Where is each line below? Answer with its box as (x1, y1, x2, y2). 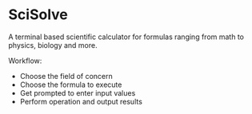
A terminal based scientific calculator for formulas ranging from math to (8, 32, 244, 41)
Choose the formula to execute (19, 80, 122, 89)
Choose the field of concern (19, 71, 114, 81)
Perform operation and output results (19, 96, 142, 106)
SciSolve (8, 6, 68, 24)
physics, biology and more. (8, 40, 98, 49)
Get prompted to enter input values (19, 88, 136, 97)
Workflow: (8, 56, 42, 65)
